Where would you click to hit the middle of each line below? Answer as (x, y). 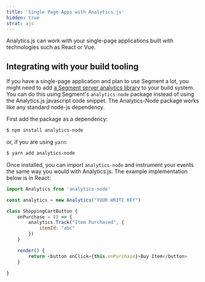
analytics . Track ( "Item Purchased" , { (76, 223)
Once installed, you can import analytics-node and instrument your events (100, 165)
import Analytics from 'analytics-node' (59, 189)
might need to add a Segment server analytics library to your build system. (100, 88)
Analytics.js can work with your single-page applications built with (90, 41)
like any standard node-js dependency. (56, 107)
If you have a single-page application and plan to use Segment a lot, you (98, 81)
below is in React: (28, 177)
